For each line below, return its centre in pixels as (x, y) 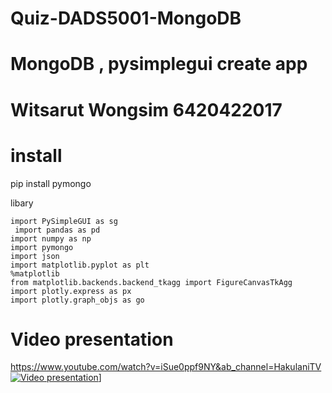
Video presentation (92, 339)
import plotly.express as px (71, 291)
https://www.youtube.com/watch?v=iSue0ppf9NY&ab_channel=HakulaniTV (166, 367)
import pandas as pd (57, 230)
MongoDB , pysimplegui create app (159, 64)
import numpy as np (51, 238)
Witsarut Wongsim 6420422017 (146, 109)
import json (35, 256)
